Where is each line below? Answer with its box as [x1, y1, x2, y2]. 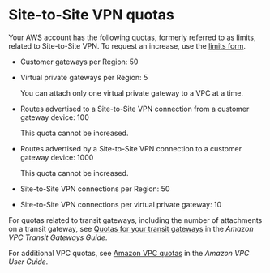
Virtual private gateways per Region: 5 [19, 72, 148, 82]
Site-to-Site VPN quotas [8, 6, 174, 24]
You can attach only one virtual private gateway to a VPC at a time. [19, 87, 243, 98]
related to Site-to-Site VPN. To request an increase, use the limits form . [8, 41, 246, 50]
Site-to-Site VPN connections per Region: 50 [19, 184, 170, 194]
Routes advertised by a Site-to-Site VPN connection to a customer [19, 143, 242, 153]
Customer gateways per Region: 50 [19, 57, 139, 66]
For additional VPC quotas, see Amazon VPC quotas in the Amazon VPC [8, 248, 250, 258]
